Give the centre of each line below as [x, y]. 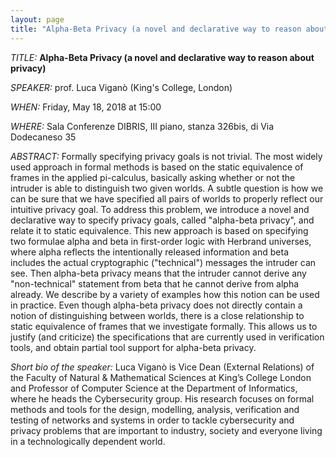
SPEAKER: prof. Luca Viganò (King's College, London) [121, 87]
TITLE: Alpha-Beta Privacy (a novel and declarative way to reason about [162, 57]
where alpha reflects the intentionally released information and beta [150, 252]
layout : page [37, 19]
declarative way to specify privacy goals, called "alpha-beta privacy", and [162, 220]
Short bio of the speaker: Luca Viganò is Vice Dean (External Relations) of [162, 367]
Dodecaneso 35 [43, 137]
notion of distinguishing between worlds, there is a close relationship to [157, 315]
